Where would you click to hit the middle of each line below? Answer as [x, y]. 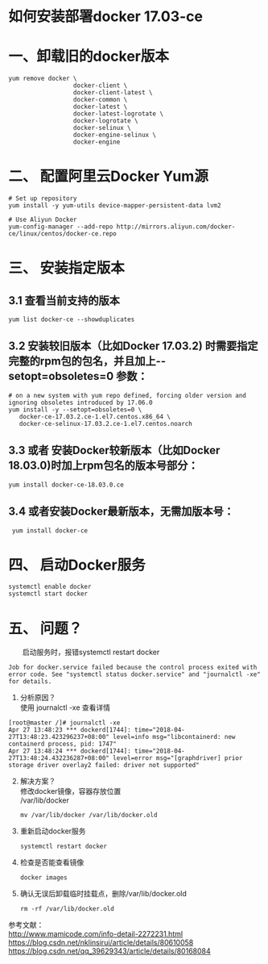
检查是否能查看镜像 [52, 862]
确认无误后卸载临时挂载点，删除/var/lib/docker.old [103, 894]
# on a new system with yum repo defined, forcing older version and [128, 395]
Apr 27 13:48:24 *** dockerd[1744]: [70, 751]
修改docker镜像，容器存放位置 [70, 791]
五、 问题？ [45, 628]
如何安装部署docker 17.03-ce [106, 17]
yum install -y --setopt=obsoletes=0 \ [75, 409]
